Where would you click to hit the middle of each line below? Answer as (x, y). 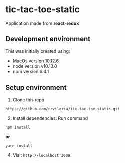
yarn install (19, 146)
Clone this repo (28, 100)
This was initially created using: (38, 51)
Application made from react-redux (42, 23)
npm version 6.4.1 (31, 71)
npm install (18, 127)
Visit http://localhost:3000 (41, 155)
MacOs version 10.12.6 (36, 61)
